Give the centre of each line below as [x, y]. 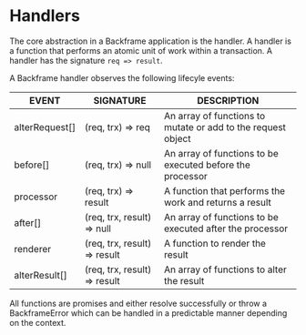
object [177, 138]
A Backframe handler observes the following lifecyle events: [122, 77]
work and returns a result [217, 202]
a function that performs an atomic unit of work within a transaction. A [141, 50]
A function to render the [215, 243]
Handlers [45, 16]
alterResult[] [41, 275]
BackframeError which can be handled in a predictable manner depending [148, 313]
